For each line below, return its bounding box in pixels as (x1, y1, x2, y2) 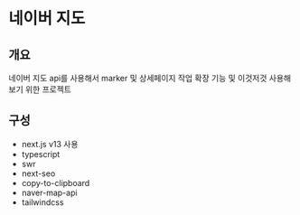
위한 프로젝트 (24, 84, 71, 95)
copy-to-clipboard (21, 177, 90, 188)
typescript (21, 148, 61, 159)
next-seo (21, 168, 56, 179)
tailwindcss (21, 196, 64, 208)
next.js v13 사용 (21, 138, 79, 149)
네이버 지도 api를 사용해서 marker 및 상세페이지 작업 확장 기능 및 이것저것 (8, 73, 267, 83)
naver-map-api (21, 187, 78, 198)
